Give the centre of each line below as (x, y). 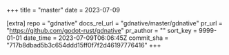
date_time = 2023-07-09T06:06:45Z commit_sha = (96, 38)
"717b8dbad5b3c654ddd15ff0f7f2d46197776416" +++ (84, 45)
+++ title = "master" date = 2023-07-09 (63, 10)
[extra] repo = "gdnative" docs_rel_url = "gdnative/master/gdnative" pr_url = (115, 23)
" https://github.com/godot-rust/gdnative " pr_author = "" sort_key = (102, 31)
